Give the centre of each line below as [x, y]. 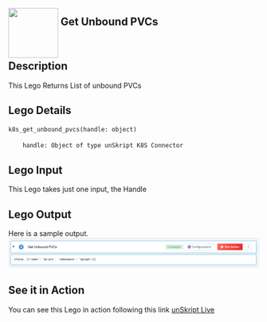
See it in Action [47, 291]
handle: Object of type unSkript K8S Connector [103, 146]
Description [38, 67]
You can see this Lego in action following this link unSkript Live [112, 309]
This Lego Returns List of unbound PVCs [75, 85]
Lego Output [40, 214]
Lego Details [40, 110]
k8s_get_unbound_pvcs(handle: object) [73, 130]
